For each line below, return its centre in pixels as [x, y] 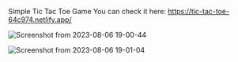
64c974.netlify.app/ [40, 20]
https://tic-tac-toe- [198, 11]
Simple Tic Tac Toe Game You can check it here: [87, 11]
